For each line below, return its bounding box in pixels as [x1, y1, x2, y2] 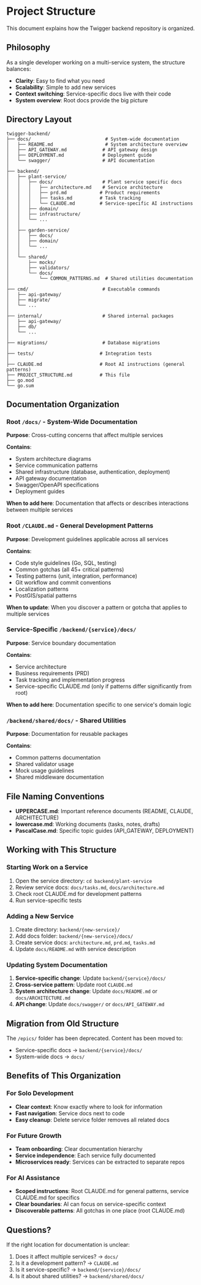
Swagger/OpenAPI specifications [15, 481, 99, 488]
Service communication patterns [15, 461, 98, 469]
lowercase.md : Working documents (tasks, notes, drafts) [15, 820, 161, 828]
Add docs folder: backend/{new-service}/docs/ [15, 932, 134, 939]
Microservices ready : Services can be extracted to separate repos [15, 1158, 185, 1166]
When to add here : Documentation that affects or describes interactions [6, 499, 189, 507]
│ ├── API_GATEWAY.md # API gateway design [6, 146, 157, 153]
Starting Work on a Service [6, 863, 89, 871]
